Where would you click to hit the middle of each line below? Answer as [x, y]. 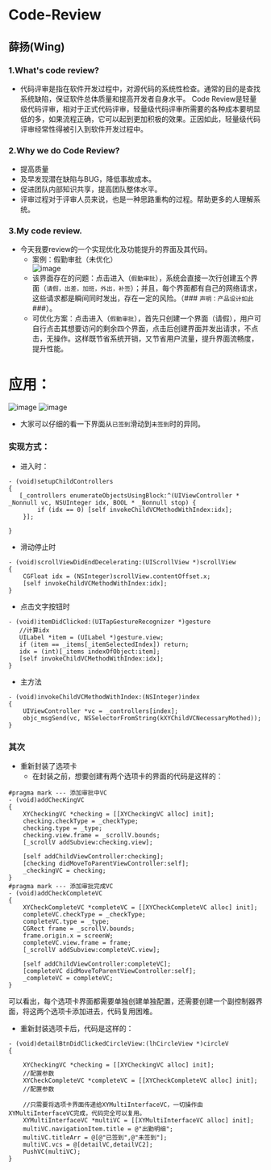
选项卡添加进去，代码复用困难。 [104, 1011]
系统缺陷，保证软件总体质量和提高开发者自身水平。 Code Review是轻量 [138, 99]
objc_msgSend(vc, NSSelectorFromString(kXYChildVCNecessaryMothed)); [142, 718]
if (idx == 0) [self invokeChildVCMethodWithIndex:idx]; [135, 510]
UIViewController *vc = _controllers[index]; [101, 711]
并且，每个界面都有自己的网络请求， [201, 288]
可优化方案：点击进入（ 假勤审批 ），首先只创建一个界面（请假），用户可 [147, 319]
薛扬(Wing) [37, 46]
